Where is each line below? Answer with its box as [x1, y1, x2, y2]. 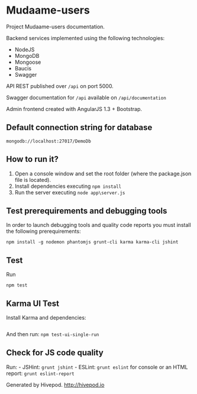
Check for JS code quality [6, 348, 104, 358]
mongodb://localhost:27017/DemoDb [6, 138, 92, 144]
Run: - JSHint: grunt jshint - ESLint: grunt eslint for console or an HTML [6, 363, 188, 370]
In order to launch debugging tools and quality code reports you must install [6, 222, 191, 229]
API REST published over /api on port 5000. [6, 82, 114, 89]
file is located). [14, 176, 51, 183]
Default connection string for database [6, 122, 153, 133]
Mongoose [14, 58, 41, 66]
